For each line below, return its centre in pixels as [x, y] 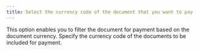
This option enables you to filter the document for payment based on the [98, 29]
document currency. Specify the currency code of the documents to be [96, 36]
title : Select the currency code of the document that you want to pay [99, 12]
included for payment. [34, 42]
